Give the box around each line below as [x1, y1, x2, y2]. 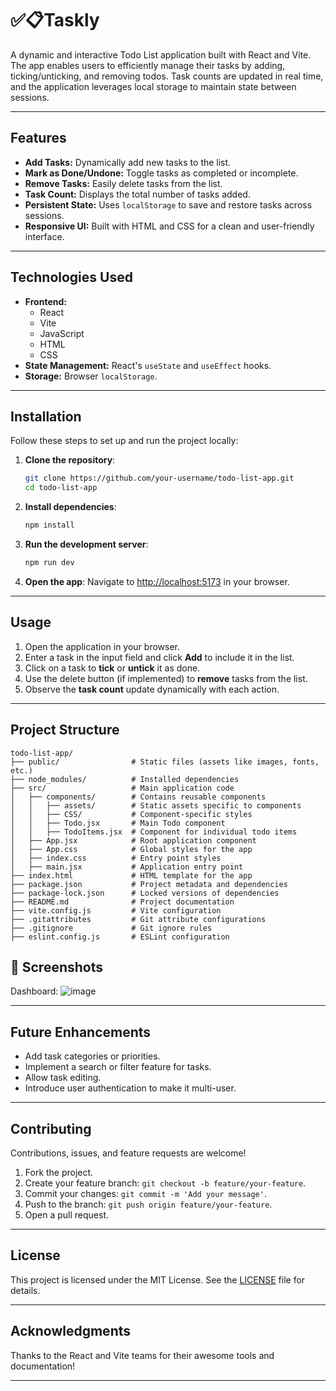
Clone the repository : [24, 454, 116, 466]
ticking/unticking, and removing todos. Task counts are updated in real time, [10, 70, 324, 82]
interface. [24, 230, 65, 242]
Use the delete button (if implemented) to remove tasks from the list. [24, 672, 308, 684]
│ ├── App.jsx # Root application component [10, 835, 257, 846]
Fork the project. [24, 1166, 94, 1178]
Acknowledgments [10, 1323, 132, 1340]
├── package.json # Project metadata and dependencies [10, 879, 288, 889]
